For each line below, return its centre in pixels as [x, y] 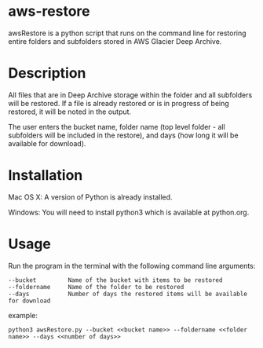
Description [47, 73]
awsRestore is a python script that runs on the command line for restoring [127, 33]
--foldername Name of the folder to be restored [96, 287]
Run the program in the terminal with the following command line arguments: [132, 266]
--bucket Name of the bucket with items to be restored [115, 280]
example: [23, 315]
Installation [46, 176]
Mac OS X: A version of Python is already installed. [90, 197]
